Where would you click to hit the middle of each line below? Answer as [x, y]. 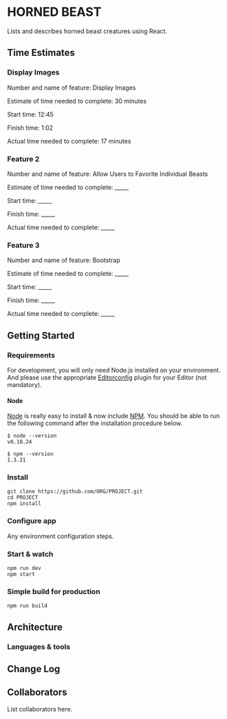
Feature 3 [23, 245]
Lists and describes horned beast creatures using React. [87, 31]
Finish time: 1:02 [30, 128]
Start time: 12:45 [30, 114]
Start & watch [30, 554]
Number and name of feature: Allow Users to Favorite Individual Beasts [108, 174]
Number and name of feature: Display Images [72, 88]
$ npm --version [30, 454]
